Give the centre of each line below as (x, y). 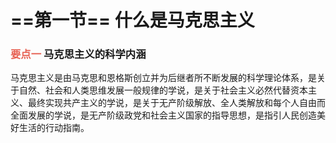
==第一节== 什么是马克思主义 (132, 20)
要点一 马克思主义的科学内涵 (78, 54)
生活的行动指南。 (54, 128)
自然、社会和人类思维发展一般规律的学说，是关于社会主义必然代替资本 (163, 90)
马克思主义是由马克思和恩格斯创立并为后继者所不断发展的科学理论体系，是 (163, 78)
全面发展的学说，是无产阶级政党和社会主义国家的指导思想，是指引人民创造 (163, 115)
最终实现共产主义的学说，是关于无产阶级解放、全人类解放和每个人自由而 (176, 103)
